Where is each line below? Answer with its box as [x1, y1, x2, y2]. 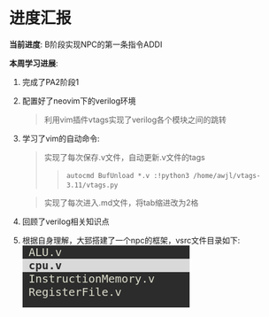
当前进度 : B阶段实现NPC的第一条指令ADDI [9, 39, 163, 50]
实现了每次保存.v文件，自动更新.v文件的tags [43, 151, 205, 162]
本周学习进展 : [9, 58, 59, 68]
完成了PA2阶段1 [21, 76, 80, 87]
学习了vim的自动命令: [21, 133, 100, 143]
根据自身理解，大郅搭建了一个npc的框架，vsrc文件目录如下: [21, 235, 241, 245]
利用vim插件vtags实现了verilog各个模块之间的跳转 [43, 114, 227, 125]
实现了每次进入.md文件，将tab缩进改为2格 [43, 197, 199, 208]
